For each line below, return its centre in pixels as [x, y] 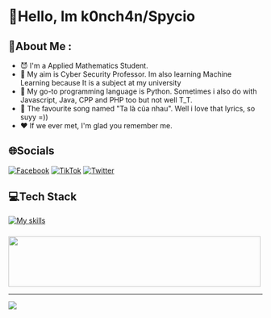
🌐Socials [31, 151]
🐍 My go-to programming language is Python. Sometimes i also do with [138, 91]
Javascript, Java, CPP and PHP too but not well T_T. [106, 100]
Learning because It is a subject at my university [100, 83]
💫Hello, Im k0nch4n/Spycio [102, 17]
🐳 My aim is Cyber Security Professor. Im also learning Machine [126, 74]
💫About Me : [40, 46]
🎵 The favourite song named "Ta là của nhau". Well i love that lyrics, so [138, 109]
